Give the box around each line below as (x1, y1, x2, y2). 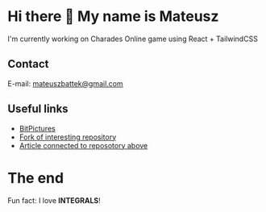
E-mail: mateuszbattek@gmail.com (7, 78, 124, 88)
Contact (7, 57, 49, 71)
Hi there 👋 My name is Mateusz (7, 7, 219, 26)
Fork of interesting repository (19, 132, 117, 142)
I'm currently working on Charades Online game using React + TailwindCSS (7, 34, 259, 44)
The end (7, 168, 64, 187)
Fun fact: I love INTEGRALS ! (7, 195, 102, 205)
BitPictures (19, 123, 56, 133)
